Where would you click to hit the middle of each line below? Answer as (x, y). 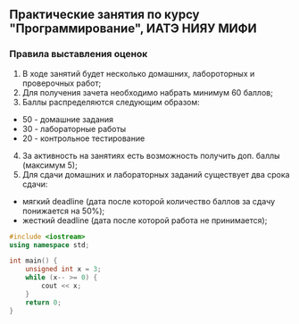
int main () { (33, 261)
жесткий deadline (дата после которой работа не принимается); (145, 220)
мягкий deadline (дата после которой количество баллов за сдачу (149, 201)
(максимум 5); (50, 165)
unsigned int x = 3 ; (63, 270)
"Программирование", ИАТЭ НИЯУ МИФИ (133, 29)
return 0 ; (44, 303)
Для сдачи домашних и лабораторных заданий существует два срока (156, 174)
